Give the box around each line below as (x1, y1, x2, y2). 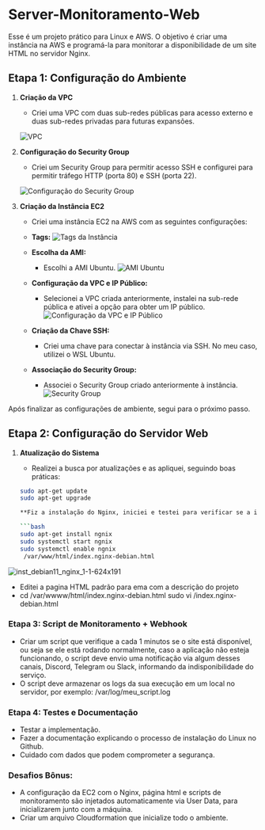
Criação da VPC (19, 93, 74, 102)
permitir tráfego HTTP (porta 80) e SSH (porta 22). (31, 170, 197, 180)
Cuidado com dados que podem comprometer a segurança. (19, 750, 215, 760)
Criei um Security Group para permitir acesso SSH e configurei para (31, 162, 253, 172)
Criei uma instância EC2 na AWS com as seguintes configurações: (31, 216, 248, 227)
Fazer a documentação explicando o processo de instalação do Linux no (19, 733, 257, 743)
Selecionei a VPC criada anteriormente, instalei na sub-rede (43, 293, 239, 303)
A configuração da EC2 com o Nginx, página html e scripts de (19, 788, 221, 798)
